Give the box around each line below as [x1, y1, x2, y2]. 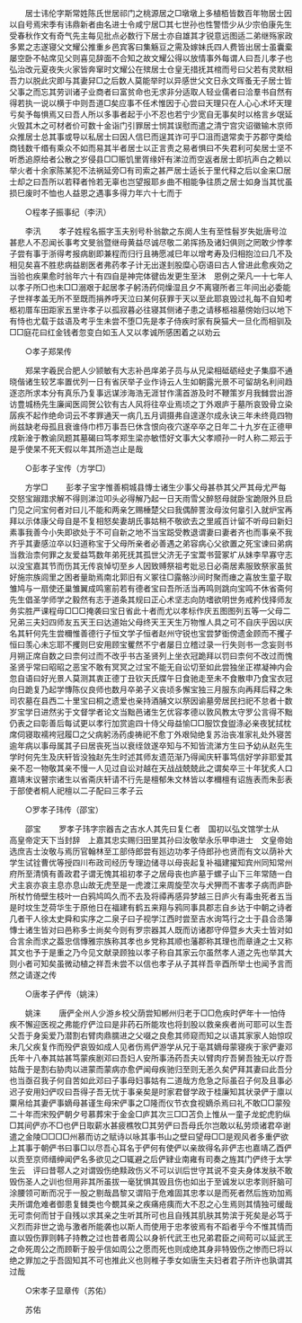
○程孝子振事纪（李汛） [24, 207, 111, 218]
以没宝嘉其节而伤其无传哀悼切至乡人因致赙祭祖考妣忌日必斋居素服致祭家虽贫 [9, 561, 293, 571]
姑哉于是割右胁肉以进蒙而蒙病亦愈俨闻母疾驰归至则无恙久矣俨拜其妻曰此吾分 [9, 1064, 293, 1074]
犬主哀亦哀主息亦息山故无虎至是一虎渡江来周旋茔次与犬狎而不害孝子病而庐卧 [9, 880, 293, 890]
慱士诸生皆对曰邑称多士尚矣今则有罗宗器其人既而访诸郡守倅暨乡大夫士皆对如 [9, 925, 293, 935]
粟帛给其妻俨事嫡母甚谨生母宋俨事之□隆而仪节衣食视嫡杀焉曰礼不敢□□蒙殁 [9, 1097, 291, 1108]
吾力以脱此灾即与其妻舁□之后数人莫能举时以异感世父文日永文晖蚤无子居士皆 [9, 75, 292, 85]
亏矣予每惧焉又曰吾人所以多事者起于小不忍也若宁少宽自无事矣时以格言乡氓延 [9, 109, 293, 120]
